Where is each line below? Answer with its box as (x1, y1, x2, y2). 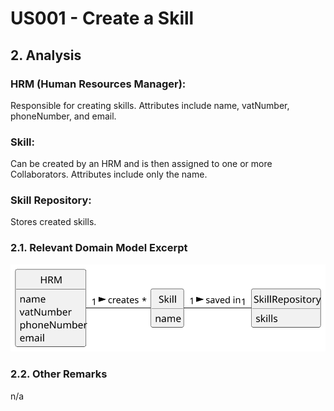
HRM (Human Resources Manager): (10, 77, 187, 91)
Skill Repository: (10, 193, 92, 207)
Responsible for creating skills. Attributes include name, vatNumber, (10, 99, 290, 111)
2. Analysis (10, 47, 82, 64)
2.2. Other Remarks (10, 367, 108, 381)
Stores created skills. (10, 216, 97, 228)
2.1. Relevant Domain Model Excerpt (10, 241, 188, 255)
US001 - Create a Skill (10, 7, 195, 30)
